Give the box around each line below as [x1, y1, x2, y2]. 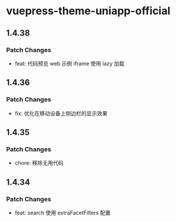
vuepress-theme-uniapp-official [6, 4, 171, 18]
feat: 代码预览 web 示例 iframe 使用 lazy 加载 [14, 60, 125, 67]
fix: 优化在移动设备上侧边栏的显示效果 [14, 110, 108, 117]
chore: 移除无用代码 [14, 160, 64, 167]
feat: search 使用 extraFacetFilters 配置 [14, 209, 111, 216]
